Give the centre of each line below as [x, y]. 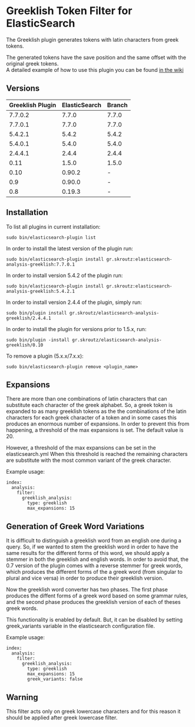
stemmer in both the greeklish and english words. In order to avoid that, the [97, 559]
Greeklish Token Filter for [69, 11]
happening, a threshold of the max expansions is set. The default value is [95, 430]
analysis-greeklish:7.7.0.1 [41, 264]
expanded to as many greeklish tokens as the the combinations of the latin [96, 411]
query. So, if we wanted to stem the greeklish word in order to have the [92, 547]
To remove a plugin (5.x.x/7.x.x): [45, 356]
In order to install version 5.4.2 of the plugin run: [65, 275]
